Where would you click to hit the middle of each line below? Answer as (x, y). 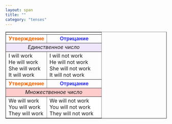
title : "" (16, 15)
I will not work (66, 56)
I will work (21, 56)
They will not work (71, 114)
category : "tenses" (26, 19)
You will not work (70, 107)
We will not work (69, 101)
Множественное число (54, 92)
